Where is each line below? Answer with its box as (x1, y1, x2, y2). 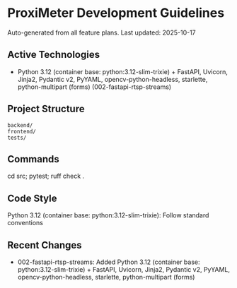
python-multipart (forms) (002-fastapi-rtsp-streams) (17, 83, 172, 91)
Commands (7, 153, 60, 165)
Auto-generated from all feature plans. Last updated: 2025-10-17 (7, 28, 196, 37)
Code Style (7, 192, 57, 204)
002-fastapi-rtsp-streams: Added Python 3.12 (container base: (17, 258, 200, 266)
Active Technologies (7, 49, 100, 61)
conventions (7, 219, 44, 227)
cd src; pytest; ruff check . (7, 172, 85, 181)
